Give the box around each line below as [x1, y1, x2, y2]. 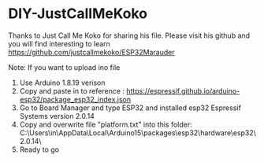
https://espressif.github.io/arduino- [125, 86, 240, 95]
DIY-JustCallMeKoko [8, 5, 148, 23]
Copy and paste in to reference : [19, 86, 125, 95]
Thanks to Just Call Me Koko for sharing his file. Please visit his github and [8, 31, 251, 40]
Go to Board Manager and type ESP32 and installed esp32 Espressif [19, 103, 242, 112]
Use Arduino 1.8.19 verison [19, 78, 106, 87]
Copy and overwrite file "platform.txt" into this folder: [19, 120, 192, 129]
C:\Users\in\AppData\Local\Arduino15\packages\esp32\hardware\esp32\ [19, 127, 256, 138]
